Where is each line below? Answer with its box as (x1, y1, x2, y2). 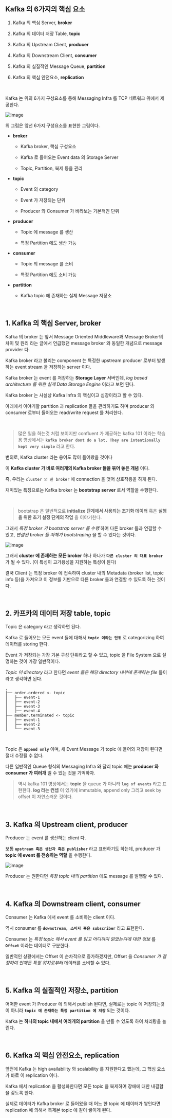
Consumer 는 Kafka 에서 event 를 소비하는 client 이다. (5, 914, 116, 921)
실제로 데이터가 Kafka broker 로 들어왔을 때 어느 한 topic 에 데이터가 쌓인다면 (5, 1100, 161, 1107)
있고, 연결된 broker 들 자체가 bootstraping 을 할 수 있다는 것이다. (5, 531, 136, 537)
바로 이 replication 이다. (10, 1072, 59, 1078)
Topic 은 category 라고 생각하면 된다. (5, 624, 81, 630)
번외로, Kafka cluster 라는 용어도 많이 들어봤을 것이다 (5, 454, 113, 460)
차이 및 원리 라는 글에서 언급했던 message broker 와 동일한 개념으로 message (5, 340, 163, 346)
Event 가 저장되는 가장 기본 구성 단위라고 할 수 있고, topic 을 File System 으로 (5, 652, 161, 658)
